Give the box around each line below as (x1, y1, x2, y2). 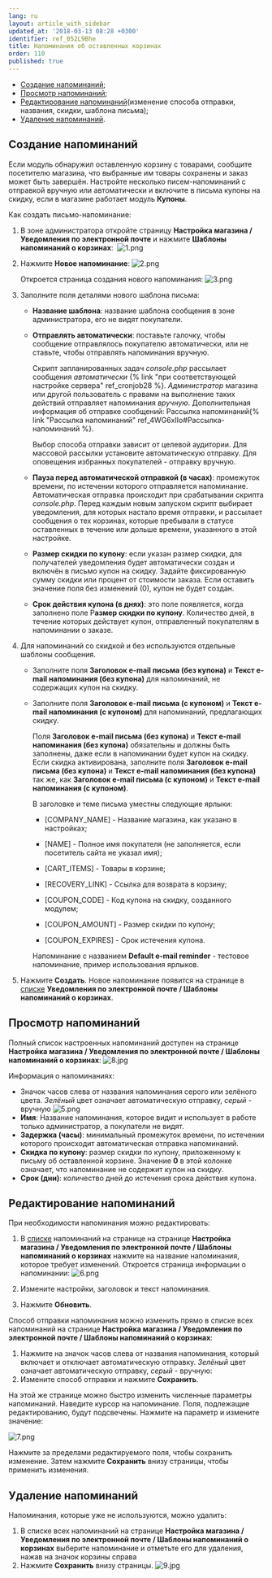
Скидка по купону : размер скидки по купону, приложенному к (19, 1147, 241, 1157)
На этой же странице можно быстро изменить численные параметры (8, 1390, 253, 1400)
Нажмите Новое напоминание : (19, 258, 130, 268)
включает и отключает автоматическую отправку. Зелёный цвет (19, 1358, 246, 1367)
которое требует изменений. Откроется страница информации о (19, 1260, 246, 1270)
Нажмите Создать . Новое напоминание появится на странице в (19, 975, 245, 985)
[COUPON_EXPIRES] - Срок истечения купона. (44, 935, 205, 944)
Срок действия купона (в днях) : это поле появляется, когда (32, 599, 244, 608)
